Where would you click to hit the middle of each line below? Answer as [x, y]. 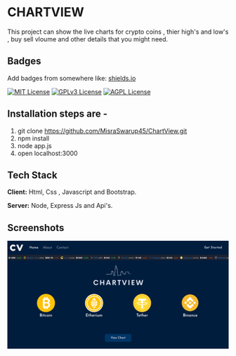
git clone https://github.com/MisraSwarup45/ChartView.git [102, 131]
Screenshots [36, 228]
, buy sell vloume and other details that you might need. [88, 39]
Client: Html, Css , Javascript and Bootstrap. [72, 192]
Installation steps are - [57, 114]
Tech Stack [32, 175]
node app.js [34, 145]
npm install [33, 138]
